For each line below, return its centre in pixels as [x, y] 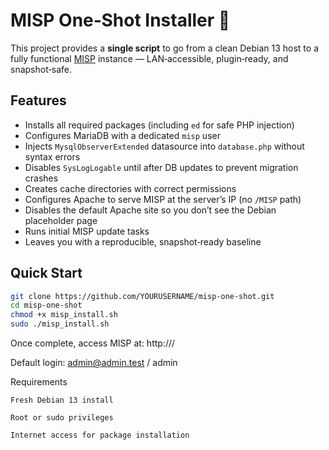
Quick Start [46, 273]
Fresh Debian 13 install [62, 400]
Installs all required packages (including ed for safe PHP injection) [159, 125]
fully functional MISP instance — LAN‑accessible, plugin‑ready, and [149, 58]
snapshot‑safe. [41, 69]
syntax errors [52, 156]
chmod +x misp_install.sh [64, 315]
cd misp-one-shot [46, 305]
